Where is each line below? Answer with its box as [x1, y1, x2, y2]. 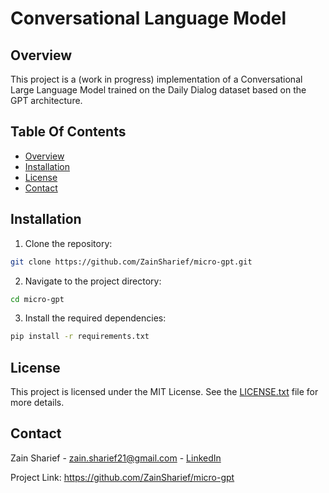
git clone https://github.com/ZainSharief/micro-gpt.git [10, 257, 253, 267]
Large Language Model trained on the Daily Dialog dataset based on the [10, 84, 307, 96]
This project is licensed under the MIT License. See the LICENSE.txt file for [10, 386, 319, 398]
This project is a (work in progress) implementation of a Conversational [10, 73, 303, 85]
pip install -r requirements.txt [10, 332, 150, 342]
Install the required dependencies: [24, 312, 167, 324]
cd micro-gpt [10, 294, 65, 304]
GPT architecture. [10, 95, 83, 106]
